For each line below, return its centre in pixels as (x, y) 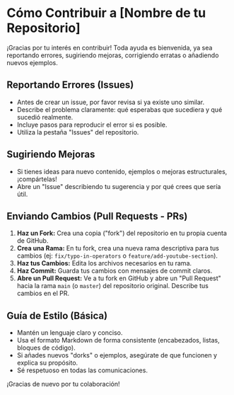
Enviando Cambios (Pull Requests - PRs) (97, 216)
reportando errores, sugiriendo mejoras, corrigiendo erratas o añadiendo (113, 55)
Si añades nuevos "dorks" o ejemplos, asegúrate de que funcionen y (117, 355)
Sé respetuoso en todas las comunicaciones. (82, 370)
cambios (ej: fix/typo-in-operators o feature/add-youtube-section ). (117, 256)
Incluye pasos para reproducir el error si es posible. (92, 125)
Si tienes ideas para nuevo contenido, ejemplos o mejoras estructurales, (122, 171)
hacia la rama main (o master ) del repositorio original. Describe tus (113, 286)
